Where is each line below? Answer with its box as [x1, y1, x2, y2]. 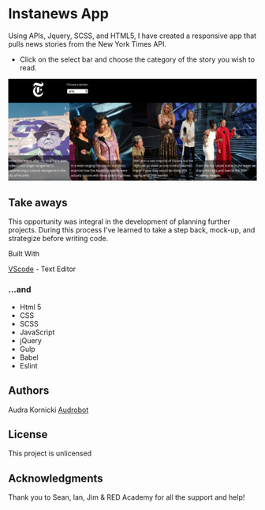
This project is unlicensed [8, 448, 92, 459]
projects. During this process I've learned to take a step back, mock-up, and [8, 225, 256, 235]
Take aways [8, 196, 69, 210]
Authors [8, 384, 50, 398]
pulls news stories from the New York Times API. [8, 39, 167, 48]
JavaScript [19, 327, 55, 337]
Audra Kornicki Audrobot [8, 405, 89, 414]
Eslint [19, 361, 38, 370]
